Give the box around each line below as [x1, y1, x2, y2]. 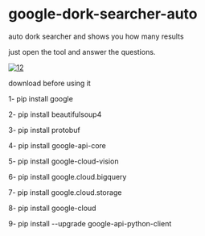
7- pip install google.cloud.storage [8, 187, 122, 197]
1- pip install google [8, 93, 74, 103]
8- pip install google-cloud [8, 203, 96, 213]
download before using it [8, 78, 91, 88]
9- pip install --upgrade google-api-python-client [8, 218, 172, 228]
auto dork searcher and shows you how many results [8, 31, 184, 41]
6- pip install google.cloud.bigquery [8, 172, 127, 181]
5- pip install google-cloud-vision [8, 156, 119, 166]
